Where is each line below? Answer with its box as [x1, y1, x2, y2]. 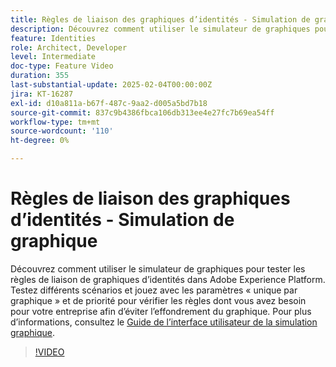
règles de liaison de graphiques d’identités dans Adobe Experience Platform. [10, 273, 326, 285]
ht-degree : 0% [10, 136, 70, 146]
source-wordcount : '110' [10, 126, 114, 136]
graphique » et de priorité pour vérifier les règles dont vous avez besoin [10, 294, 307, 306]
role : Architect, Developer [10, 42, 128, 53]
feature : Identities [10, 33, 97, 43]
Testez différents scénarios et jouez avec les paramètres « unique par [10, 284, 298, 296]
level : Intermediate [10, 52, 97, 62]
